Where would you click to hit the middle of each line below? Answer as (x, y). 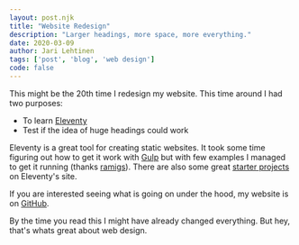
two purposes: (36, 103)
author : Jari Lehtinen (52, 51)
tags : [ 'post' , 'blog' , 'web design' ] (82, 59)
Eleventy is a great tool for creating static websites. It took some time (137, 147)
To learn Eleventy (54, 120)
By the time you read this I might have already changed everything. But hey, (150, 221)
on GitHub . (29, 203)
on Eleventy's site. (43, 176)
